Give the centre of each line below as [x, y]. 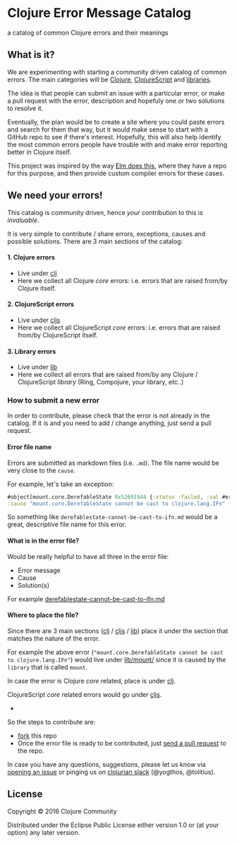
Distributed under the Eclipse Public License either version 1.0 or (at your [113, 825]
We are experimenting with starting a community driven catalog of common [117, 71]
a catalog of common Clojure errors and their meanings [88, 33]
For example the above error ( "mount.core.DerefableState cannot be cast [115, 652]
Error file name [30, 447]
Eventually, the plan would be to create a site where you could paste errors [116, 122]
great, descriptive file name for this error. [67, 524]
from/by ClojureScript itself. [57, 335]
